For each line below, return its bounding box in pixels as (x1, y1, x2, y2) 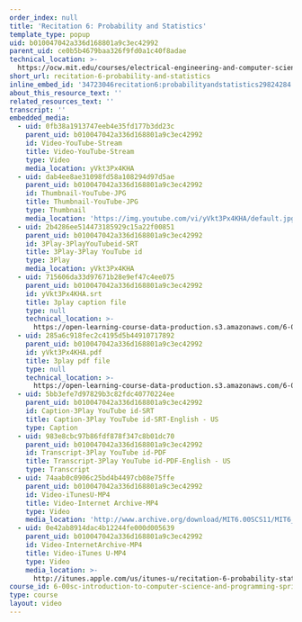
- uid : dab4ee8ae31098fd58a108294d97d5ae (17, 172, 175, 181)
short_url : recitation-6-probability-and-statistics (9, 72, 211, 81)
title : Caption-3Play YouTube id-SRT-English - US (25, 415, 219, 424)
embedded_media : (9, 113, 70, 122)
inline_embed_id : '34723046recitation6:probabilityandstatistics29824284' (9, 80, 296, 89)
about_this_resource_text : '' (9, 88, 123, 97)
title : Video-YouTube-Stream (25, 147, 135, 156)
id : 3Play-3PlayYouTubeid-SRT (25, 239, 139, 248)
